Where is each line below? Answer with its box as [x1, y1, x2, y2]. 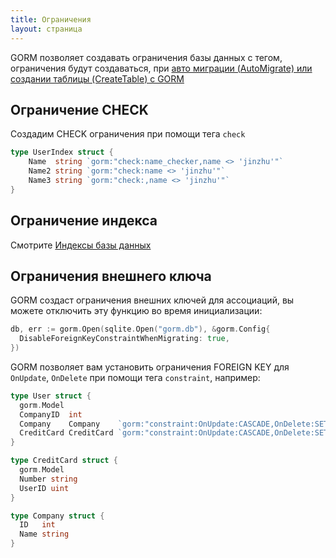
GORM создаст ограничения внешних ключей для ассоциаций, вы [10, 294, 295, 306]
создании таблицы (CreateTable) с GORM [10, 72, 185, 85]
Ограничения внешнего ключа [10, 267, 212, 285]
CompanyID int [19, 409, 83, 420]
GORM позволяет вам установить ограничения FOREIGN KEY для [10, 361, 290, 373]
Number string [19, 474, 78, 484]
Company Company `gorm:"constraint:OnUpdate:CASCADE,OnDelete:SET [19, 419, 329, 429]
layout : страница [10, 24, 83, 34]
